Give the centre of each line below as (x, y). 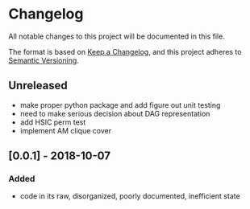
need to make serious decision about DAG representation (115, 113)
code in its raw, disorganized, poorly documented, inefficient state (130, 196)
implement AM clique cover (65, 130)
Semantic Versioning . (44, 60)
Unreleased (38, 86)
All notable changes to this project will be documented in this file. (117, 36)
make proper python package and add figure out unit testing (120, 104)
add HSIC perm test (53, 122)
